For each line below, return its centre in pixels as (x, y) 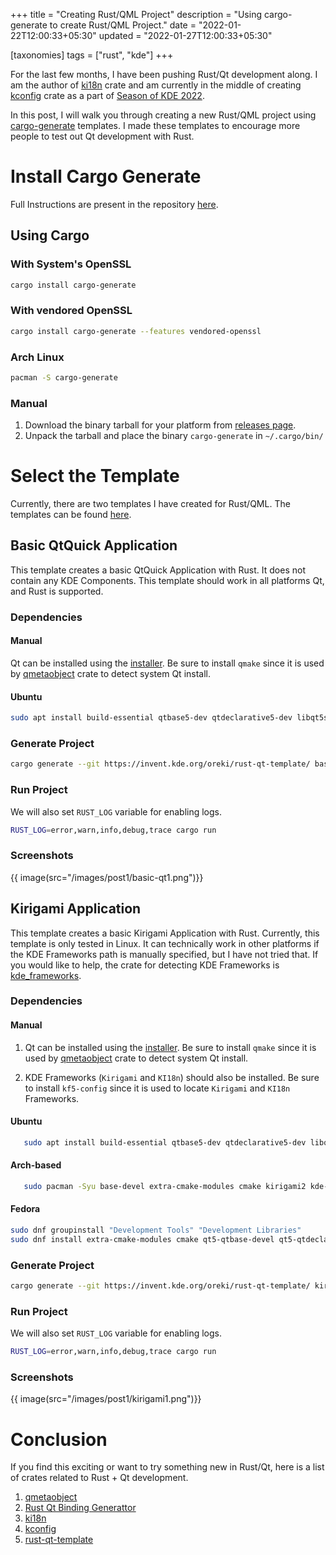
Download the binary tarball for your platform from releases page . (160, 425)
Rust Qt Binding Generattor (80, 1508)
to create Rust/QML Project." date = (123, 25)
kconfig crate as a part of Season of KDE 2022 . (107, 95)
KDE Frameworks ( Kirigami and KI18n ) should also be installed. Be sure (172, 1077)
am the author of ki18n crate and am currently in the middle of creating (156, 85)
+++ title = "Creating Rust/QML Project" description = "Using (136, 14)
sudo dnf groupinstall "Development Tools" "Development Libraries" (156, 1230)
